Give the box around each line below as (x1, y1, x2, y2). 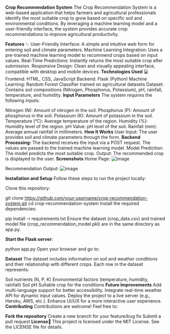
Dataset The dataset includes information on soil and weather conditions (5, 256, 158, 262)
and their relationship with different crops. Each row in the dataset (5, 261, 144, 267)
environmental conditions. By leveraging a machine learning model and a (5, 20, 157, 26)
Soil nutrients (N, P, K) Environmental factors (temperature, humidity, (5, 276, 149, 282)
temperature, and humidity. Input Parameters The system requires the (5, 92, 152, 98)
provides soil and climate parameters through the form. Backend (5, 134, 141, 140)
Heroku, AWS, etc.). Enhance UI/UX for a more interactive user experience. (5, 298, 162, 304)
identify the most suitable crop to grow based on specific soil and (5, 15, 142, 21)
